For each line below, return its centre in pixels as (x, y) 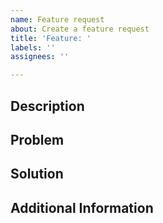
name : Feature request (57, 19)
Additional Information (82, 207)
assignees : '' (40, 57)
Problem (37, 139)
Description (47, 106)
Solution (37, 174)
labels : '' (33, 47)
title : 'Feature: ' (51, 38)
